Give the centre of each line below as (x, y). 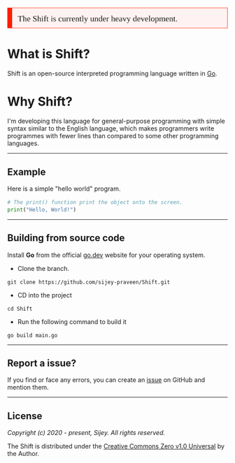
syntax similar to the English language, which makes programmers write (111, 128)
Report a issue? (42, 363)
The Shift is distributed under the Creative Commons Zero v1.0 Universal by (116, 446)
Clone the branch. (43, 268)
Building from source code (66, 238)
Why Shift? (40, 102)
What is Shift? (49, 54)
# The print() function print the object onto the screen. (95, 202)
